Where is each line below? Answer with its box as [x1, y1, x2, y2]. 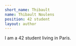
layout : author [5, 21, 37, 26]
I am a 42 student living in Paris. [5, 35, 71, 41]
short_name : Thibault [5, 7, 50, 12]
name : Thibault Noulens [5, 12, 55, 17]
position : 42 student [5, 16, 50, 21]
